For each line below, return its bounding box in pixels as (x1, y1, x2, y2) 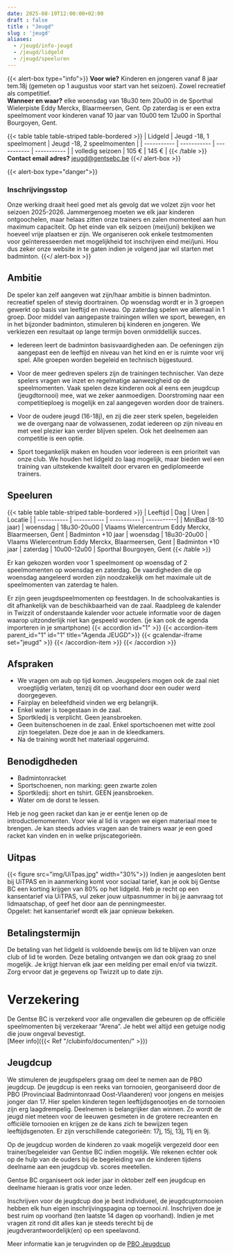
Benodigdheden (7, 755, 78, 767)
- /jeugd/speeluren (13, 55, 70, 62)
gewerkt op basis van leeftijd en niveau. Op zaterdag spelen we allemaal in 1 (7, 305, 225, 313)
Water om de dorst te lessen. (17, 796, 101, 804)
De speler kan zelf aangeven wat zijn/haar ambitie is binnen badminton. (7, 291, 212, 299)
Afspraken (7, 658, 54, 670)
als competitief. (7, 89, 51, 97)
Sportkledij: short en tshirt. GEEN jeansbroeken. (17, 788, 154, 797)
